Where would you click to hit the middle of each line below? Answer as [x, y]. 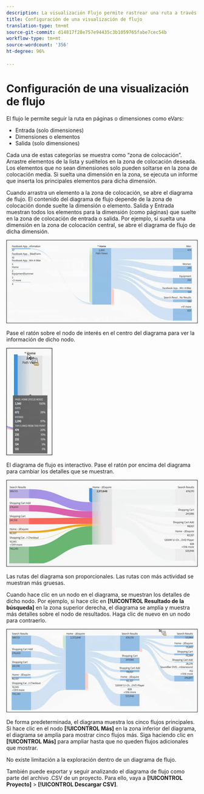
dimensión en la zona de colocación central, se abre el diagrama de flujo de [101, 225]
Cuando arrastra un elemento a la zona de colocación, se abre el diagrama [100, 192]
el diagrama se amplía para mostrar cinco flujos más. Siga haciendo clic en [100, 735]
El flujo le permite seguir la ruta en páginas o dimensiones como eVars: [95, 118]
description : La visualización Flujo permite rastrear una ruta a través [102, 13]
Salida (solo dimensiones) [47, 143]
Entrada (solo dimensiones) [49, 130]
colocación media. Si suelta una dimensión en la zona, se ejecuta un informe [102, 174]
